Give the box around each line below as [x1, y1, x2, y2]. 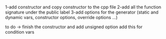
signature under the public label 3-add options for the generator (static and [5, 9, 159, 15]
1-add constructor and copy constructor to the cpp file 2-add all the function [5, 4, 162, 10]
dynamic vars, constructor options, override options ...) [5, 15, 118, 20]
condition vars [5, 29, 35, 35]
